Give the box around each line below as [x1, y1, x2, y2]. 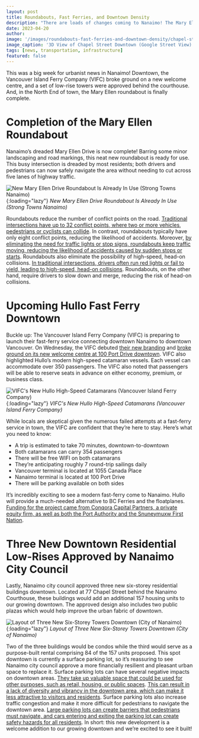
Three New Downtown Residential [6, 537, 176, 551]
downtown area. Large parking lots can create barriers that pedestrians [6, 706, 181, 714]
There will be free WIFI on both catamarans [14, 454, 121, 461]
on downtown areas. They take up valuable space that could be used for [6, 674, 183, 682]
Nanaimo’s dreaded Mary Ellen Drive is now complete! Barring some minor [6, 147, 188, 155]
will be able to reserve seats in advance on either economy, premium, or [6, 369, 182, 376]
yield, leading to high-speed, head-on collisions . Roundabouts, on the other [6, 265, 191, 272]
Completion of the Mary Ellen [6, 115, 153, 128]
